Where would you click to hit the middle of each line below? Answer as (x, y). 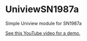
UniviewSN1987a (42, 9)
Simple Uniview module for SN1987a (43, 23)
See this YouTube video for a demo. (43, 33)
